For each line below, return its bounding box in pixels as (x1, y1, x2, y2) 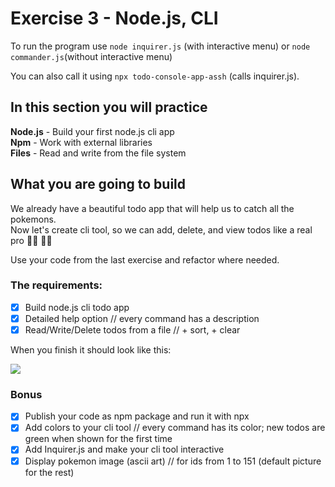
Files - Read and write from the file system (10, 147, 187, 159)
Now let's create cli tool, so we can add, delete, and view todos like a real (10, 223, 313, 236)
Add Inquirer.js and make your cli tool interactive (24, 443, 225, 456)
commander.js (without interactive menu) (10, 50, 173, 62)
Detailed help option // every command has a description (24, 312, 260, 324)
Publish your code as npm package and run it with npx (24, 410, 250, 422)
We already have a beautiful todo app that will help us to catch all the (10, 202, 295, 214)
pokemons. (10, 213, 57, 225)
